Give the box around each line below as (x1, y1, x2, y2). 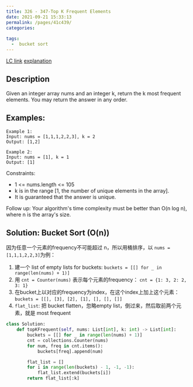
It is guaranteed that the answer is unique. (14, 193, 116, 200)
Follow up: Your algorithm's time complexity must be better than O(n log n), (6, 204, 187, 211)
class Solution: (6, 321, 46, 327)
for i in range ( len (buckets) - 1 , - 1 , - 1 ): (27, 364, 135, 371)
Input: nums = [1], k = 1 (6, 154, 69, 160)
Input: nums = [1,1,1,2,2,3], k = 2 (6, 133, 95, 139)
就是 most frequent (25, 310, 71, 317)
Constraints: (6, 169, 36, 176)
